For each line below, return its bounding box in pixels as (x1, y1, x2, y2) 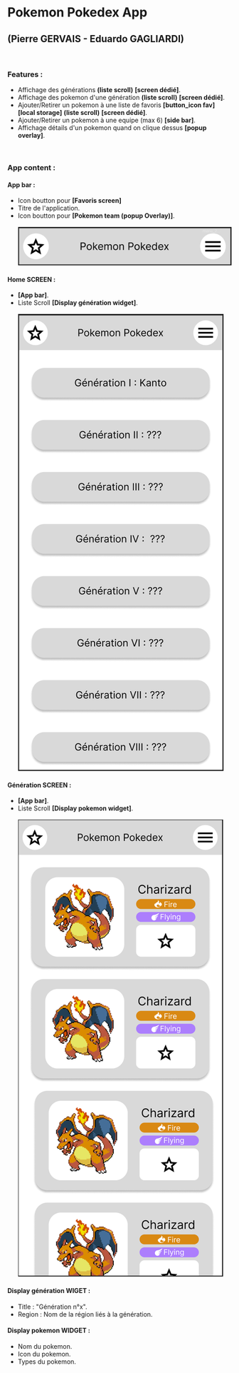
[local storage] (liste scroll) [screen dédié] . (17, 109, 147, 117)
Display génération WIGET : (7, 1286, 91, 1294)
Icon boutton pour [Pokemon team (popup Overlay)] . (17, 211, 176, 220)
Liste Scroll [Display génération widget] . (17, 298, 139, 307)
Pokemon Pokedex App (7, 4, 148, 21)
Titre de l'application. (17, 204, 80, 213)
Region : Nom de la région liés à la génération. (17, 1309, 153, 1318)
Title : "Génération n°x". (17, 1302, 87, 1311)
